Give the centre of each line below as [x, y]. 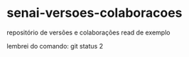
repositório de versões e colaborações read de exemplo [88, 32]
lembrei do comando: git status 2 [55, 46]
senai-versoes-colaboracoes [94, 13]
